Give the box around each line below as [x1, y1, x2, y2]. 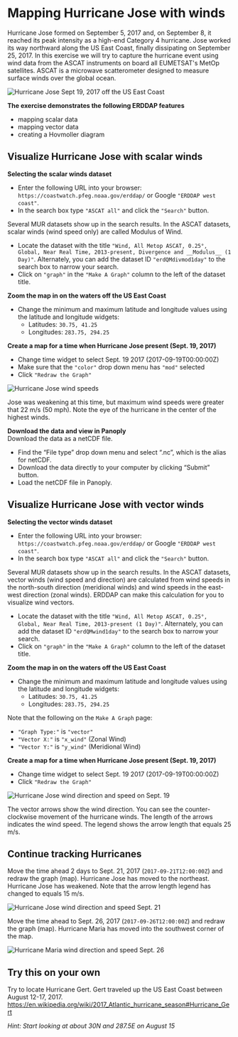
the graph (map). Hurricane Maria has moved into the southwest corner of [7, 925, 225, 933]
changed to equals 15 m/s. [7, 889, 85, 898]
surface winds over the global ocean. [7, 73, 117, 82]
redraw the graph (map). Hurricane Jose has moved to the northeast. [7, 874, 210, 883]
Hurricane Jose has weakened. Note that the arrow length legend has [7, 882, 211, 891]
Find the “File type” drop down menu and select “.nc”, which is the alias [17, 447, 227, 456]
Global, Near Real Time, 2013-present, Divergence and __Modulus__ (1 [17, 249, 232, 256]
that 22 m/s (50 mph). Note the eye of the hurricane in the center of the [7, 405, 217, 413]
